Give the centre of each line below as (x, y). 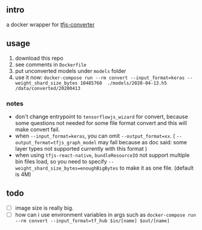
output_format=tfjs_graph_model (56, 142)
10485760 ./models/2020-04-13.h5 (124, 83)
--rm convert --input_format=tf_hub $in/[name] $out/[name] (92, 221)
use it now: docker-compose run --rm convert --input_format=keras (100, 77)
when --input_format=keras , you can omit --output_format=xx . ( (95, 136)
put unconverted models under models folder (70, 71)
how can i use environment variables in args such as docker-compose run (106, 214)
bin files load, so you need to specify (61, 161)
